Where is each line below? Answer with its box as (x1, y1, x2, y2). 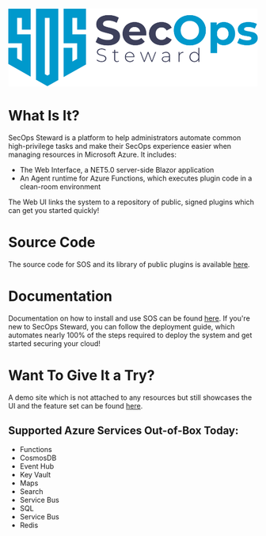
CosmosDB (19, 453, 57, 463)
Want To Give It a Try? (8, 366, 156, 384)
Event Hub (19, 462, 55, 471)
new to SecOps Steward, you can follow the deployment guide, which (8, 321, 235, 331)
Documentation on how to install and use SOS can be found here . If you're (8, 314, 251, 323)
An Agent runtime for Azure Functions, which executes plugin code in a (19, 173, 253, 183)
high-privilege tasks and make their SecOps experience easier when (8, 141, 232, 150)
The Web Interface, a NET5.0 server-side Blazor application (19, 165, 215, 174)
